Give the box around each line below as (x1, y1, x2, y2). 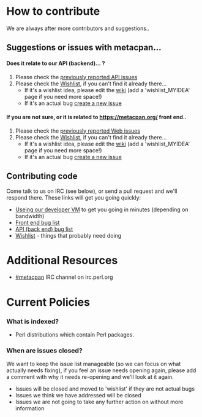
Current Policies (6, 295, 91, 309)
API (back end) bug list (15, 225, 73, 233)
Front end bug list (15, 219, 60, 226)
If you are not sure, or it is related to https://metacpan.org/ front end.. (6, 114, 187, 121)
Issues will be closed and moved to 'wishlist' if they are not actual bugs (15, 385, 195, 392)
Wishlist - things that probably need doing (15, 232, 122, 239)
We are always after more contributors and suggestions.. (6, 25, 150, 32)
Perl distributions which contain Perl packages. (15, 330, 135, 338)
